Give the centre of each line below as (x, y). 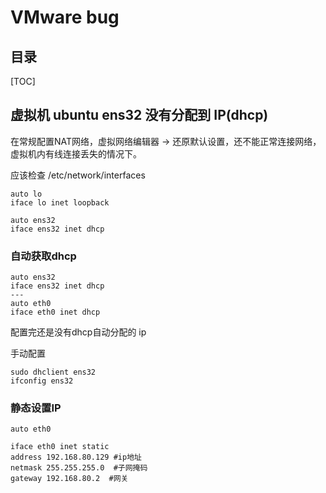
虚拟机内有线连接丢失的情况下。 (76, 153)
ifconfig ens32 (42, 381)
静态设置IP (36, 408)
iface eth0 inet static (60, 447)
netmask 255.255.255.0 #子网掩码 (79, 468)
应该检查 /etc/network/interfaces (78, 175)
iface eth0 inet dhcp (55, 312)
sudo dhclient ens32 (53, 372)
